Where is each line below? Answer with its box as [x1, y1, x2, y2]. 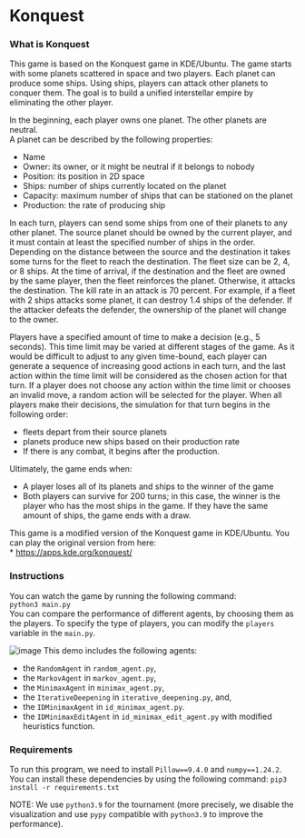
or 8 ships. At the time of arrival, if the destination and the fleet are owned [9, 265, 286, 277]
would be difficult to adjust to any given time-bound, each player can [9, 351, 268, 362]
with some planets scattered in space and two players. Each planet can [9, 68, 276, 79]
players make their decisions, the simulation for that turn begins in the [9, 399, 271, 410]
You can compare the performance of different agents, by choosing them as [9, 608, 294, 619]
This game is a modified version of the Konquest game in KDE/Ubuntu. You [9, 528, 290, 539]
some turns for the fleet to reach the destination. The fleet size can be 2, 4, [9, 256, 290, 267]
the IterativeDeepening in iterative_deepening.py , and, [22, 692, 232, 703]
